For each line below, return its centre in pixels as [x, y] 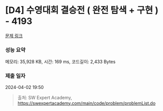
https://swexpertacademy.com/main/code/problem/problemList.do [87, 103]
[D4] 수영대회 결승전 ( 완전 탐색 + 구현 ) [82, 10]
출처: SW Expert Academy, [45, 97]
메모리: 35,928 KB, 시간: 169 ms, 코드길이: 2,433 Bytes [60, 62]
